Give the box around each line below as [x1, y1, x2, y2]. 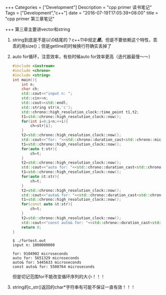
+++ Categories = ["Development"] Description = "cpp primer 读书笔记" [5, 4, 152, 10]
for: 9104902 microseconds [12, 251, 68, 256]
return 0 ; [21, 225, 42, 230]
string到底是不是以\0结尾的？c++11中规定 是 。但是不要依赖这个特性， [12, 37, 154, 43]
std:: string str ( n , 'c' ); [21, 105, 73, 110]
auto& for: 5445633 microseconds [12, 260, 82, 265]
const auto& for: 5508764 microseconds [12, 264, 95, 269]
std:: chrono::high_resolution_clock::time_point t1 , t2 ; [21, 110, 139, 115]
